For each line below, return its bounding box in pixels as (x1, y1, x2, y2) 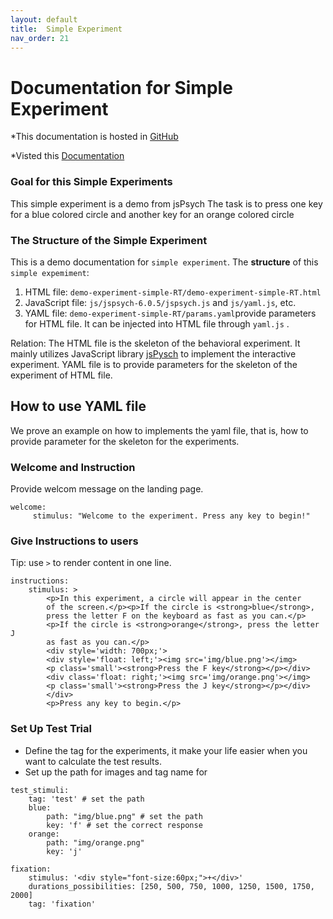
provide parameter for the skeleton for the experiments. (10, 435, 240, 447)
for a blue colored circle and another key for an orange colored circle (10, 208, 295, 220)
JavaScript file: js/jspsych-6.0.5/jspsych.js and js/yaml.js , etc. (24, 296, 297, 308)
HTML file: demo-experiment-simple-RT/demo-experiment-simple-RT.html (24, 286, 322, 298)
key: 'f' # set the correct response (46, 820, 203, 830)
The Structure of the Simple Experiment (10, 233, 208, 247)
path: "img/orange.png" (46, 837, 145, 848)
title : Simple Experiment (10, 24, 123, 34)
